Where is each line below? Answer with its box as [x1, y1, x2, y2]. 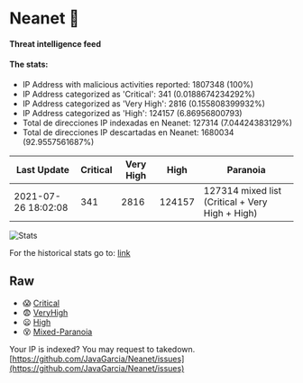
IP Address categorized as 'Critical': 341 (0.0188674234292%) [22, 88, 255, 99]
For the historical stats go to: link [9, 247, 131, 258]
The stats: [9, 59, 49, 70]
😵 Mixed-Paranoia [22, 326, 93, 337]
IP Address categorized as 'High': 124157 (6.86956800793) [22, 107, 243, 118]
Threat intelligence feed [9, 38, 102, 49]
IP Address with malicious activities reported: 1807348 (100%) [22, 78, 254, 89]
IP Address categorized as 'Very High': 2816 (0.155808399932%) [22, 98, 266, 109]
